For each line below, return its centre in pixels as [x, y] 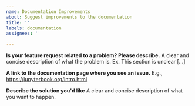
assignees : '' [23, 34]
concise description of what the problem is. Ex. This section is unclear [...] [96, 62]
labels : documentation [34, 28]
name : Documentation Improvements [48, 11]
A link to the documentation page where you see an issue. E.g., [84, 73]
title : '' [18, 22]
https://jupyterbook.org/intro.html [47, 79]
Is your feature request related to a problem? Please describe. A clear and [97, 55]
